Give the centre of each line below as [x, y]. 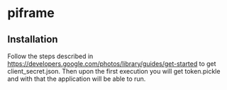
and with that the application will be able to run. [77, 79]
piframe [31, 13]
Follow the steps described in [50, 56]
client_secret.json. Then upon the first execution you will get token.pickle [114, 71]
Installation [33, 39]
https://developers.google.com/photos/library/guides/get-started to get [112, 64]
